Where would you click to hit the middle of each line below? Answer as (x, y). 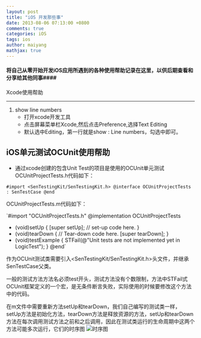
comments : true (25, 28)
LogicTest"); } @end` (40, 246)
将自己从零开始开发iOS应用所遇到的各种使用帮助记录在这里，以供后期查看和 (100, 70)
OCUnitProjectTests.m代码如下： (47, 204)
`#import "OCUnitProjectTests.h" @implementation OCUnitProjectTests (94, 216)
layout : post (22, 12)
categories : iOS (26, 34)
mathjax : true (24, 51)
